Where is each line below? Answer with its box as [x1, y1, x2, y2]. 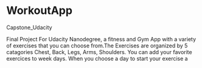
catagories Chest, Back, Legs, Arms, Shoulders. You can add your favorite [6, 48, 193, 55]
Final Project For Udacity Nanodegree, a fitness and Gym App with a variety [6, 35, 197, 42]
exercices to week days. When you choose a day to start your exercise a [6, 55, 188, 62]
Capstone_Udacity [6, 24, 53, 31]
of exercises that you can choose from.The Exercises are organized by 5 [6, 42, 188, 49]
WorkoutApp [6, 4, 73, 18]
